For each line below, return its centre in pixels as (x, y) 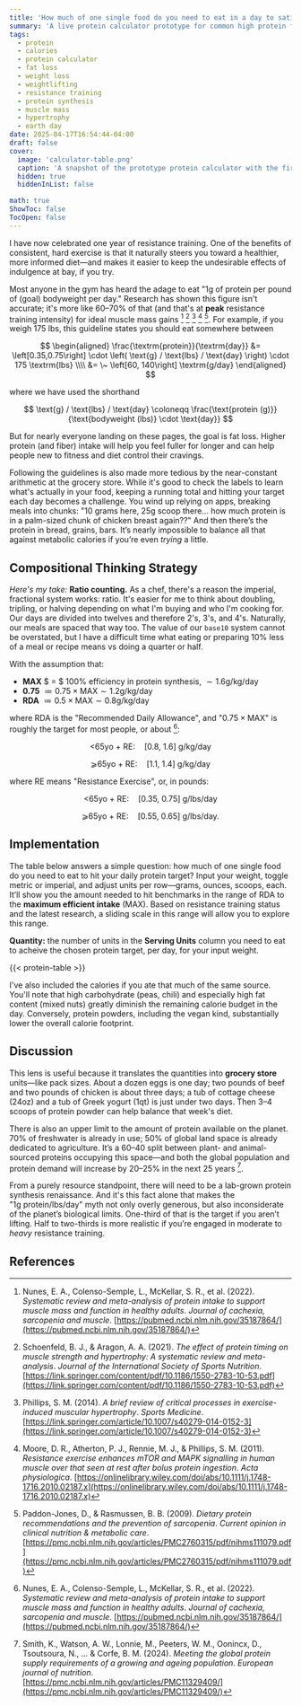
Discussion (41, 1051)
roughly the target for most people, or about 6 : (95, 728)
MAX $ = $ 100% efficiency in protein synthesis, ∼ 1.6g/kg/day (140, 682)
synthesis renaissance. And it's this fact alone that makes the (122, 1195)
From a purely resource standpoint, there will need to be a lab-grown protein (150, 1185)
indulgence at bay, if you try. (62, 271)
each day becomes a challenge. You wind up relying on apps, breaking (140, 501)
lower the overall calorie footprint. (72, 1023)
